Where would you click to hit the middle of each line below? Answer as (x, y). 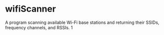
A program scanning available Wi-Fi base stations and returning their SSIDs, (82, 22)
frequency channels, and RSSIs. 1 (39, 27)
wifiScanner (31, 9)
